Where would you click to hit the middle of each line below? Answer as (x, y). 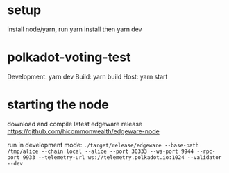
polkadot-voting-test (69, 57)
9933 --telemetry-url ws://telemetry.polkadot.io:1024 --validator (122, 157)
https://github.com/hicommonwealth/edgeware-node (83, 131)
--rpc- (206, 151)
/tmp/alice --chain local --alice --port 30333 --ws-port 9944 (101, 151)
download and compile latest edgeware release (75, 124)
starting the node (58, 105)
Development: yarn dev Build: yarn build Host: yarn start (87, 76)
